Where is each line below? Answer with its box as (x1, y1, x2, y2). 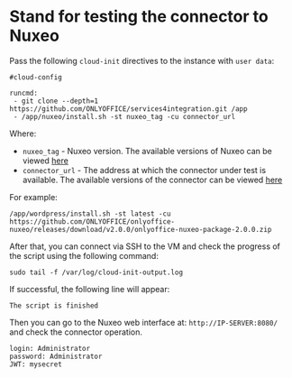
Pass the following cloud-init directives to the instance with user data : (9, 55, 275, 66)
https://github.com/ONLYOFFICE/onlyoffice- (9, 217, 176, 226)
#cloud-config (9, 72, 63, 82)
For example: (9, 191, 59, 202)
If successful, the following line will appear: (9, 283, 170, 294)
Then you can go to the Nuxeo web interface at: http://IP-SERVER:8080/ (9, 317, 278, 327)
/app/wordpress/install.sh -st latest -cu (9, 209, 171, 218)
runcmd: (9, 88, 39, 97)
